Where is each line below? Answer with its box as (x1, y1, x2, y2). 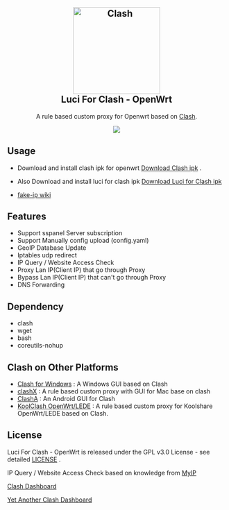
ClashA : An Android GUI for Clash (17, 395, 116, 403)
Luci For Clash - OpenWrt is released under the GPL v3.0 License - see (7, 448, 210, 456)
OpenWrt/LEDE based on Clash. (17, 409, 109, 418)
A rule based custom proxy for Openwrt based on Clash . (35, 112, 198, 120)
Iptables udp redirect (17, 251, 78, 260)
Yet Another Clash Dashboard (7, 495, 92, 504)
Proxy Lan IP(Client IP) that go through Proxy (17, 266, 146, 274)
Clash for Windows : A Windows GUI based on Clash (17, 380, 168, 389)
